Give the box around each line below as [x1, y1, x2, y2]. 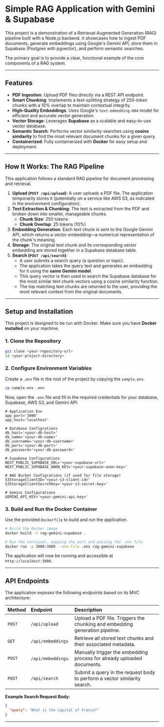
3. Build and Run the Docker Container [5, 505, 98, 512]
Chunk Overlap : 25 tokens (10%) [19, 221, 86, 227]
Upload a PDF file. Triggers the [74, 615, 145, 622]
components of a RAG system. [5, 60, 66, 66]
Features [5, 79, 33, 87]
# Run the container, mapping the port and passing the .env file [5, 540, 143, 544]
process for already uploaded [74, 655, 143, 662]
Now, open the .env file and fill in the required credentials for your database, [5, 394, 159, 400]
